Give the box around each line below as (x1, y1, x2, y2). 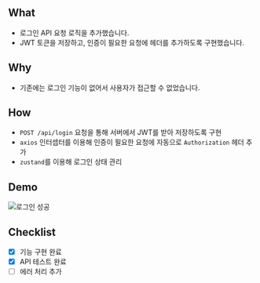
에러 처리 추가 (19, 267, 62, 277)
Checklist (8, 225, 57, 238)
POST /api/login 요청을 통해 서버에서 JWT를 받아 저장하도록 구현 (19, 128, 222, 137)
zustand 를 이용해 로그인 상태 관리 (19, 157, 123, 167)
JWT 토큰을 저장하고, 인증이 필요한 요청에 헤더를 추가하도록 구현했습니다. (19, 38, 245, 47)
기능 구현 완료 (19, 247, 62, 257)
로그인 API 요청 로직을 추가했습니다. (19, 27, 130, 38)
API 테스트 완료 (19, 257, 67, 267)
